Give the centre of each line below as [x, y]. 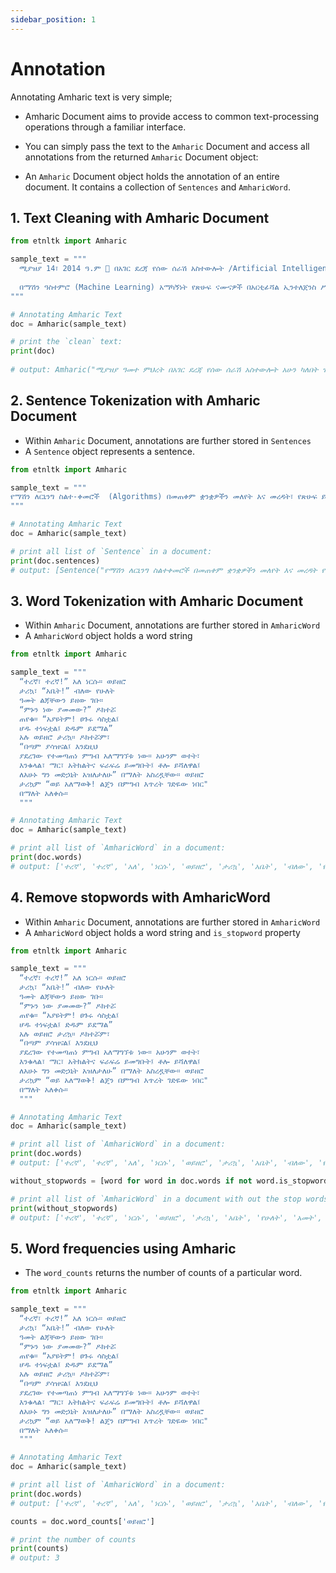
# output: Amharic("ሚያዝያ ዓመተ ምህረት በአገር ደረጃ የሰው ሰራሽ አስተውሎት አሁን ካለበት [164, 370]
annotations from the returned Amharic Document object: [141, 157]
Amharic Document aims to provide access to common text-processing [172, 116]
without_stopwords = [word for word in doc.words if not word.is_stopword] [171, 1181]
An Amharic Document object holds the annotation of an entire [152, 176]
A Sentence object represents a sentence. [109, 451]
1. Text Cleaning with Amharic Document [140, 217]
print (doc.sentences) [55, 561]
